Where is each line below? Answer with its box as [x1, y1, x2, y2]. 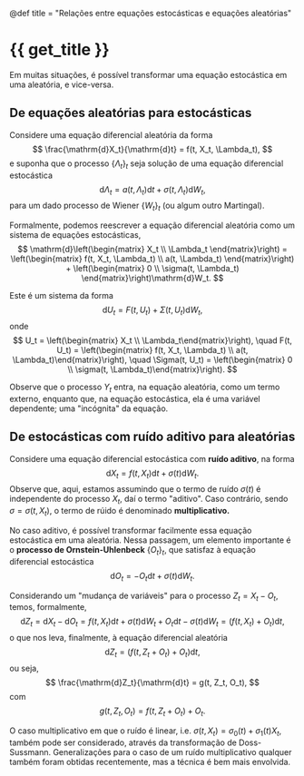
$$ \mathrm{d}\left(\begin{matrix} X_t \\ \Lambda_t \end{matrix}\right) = [17, 244, 288, 255]
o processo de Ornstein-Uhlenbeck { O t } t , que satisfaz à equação [9, 544, 256, 557]
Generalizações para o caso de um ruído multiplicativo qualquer [53, 746, 292, 757]
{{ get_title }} [9, 40, 111, 60]
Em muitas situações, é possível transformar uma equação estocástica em [9, 69, 288, 80]
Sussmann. [9, 746, 52, 757]
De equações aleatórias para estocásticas [9, 105, 252, 121]
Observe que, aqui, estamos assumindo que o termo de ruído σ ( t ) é [9, 484, 261, 495]
